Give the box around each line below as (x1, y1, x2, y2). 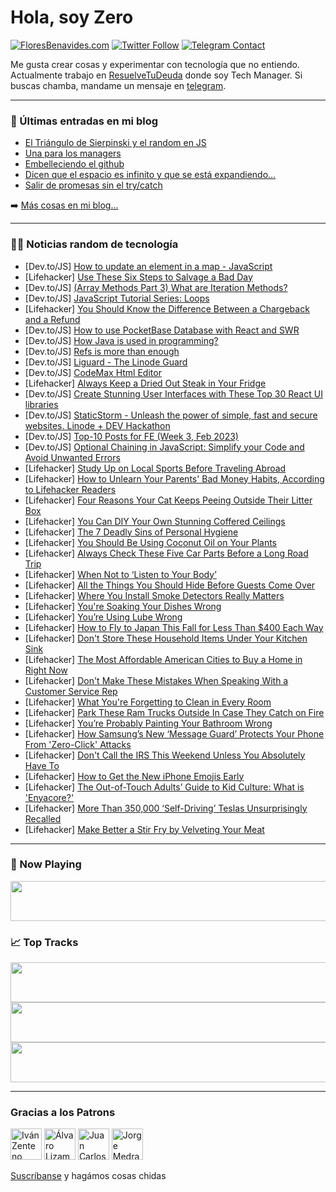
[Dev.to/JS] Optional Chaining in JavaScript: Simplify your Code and (24, 441, 305, 453)
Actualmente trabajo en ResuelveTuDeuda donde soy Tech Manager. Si (10, 69, 303, 81)
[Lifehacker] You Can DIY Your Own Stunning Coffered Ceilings (24, 515, 286, 527)
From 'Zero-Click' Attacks (24, 738, 132, 750)
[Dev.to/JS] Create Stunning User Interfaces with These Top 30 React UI (24, 387, 323, 400)
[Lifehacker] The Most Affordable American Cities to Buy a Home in (24, 653, 303, 665)
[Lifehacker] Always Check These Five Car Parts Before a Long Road (24, 547, 309, 559)
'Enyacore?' (24, 791, 75, 803)
